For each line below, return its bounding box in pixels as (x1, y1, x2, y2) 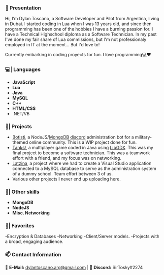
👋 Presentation (5, 4, 41, 11)
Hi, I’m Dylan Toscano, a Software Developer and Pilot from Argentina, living (5, 16, 160, 22)
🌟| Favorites (5, 222, 34, 229)
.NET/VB (12, 110, 30, 116)
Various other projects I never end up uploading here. (12, 176, 121, 182)
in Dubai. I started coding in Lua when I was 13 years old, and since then (5, 21, 152, 27)
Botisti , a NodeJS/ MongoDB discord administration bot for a (12, 134, 134, 140)
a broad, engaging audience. (5, 239, 64, 244)
